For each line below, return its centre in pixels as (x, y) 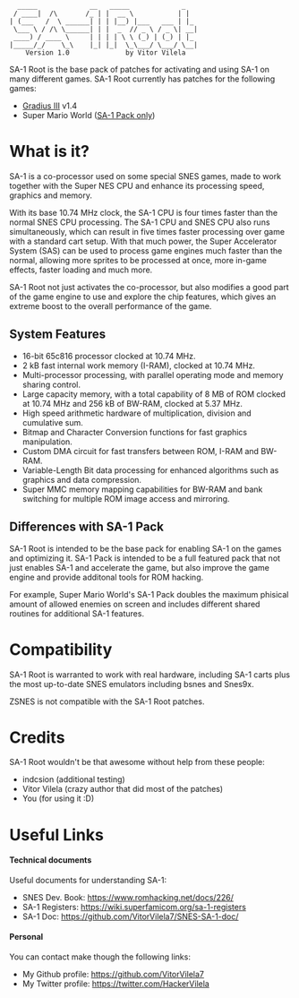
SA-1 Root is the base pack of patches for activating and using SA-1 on (140, 69)
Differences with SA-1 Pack (86, 527)
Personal (26, 937)
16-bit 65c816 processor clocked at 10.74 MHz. (109, 356)
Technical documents (51, 860)
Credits (37, 737)
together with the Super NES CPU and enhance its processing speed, (137, 185)
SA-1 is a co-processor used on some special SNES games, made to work (145, 176)
